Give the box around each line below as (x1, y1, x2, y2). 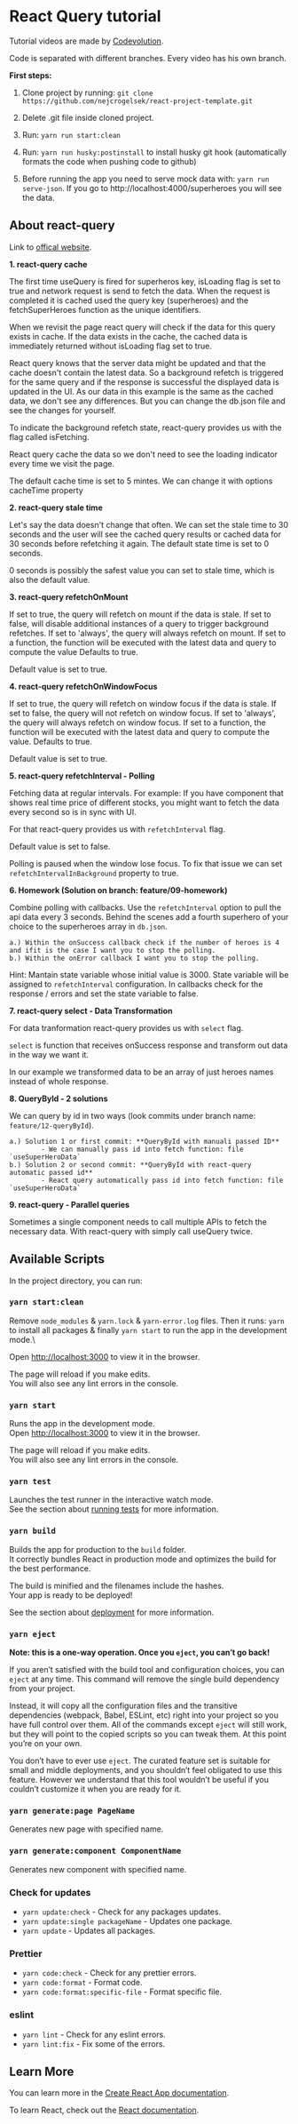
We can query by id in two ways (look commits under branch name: (9, 1110, 256, 1121)
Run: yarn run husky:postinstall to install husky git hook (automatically (21, 147, 286, 157)
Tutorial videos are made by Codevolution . (9, 36, 164, 46)
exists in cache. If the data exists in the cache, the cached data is (9, 331, 248, 341)
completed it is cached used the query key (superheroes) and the (9, 295, 249, 306)
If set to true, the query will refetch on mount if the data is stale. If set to (9, 609, 272, 619)
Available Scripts (9, 1251, 105, 1267)
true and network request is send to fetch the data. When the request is (9, 285, 271, 296)
